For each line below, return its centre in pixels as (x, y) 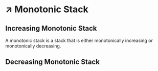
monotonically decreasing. (33, 46)
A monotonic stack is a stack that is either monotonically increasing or (79, 40)
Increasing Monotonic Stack (51, 28)
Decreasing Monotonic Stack (52, 62)
